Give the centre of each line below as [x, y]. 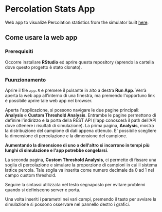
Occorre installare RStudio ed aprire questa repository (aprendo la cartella [80, 62]
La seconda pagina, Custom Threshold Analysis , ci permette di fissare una [81, 160]
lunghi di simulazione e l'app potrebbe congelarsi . [57, 150]
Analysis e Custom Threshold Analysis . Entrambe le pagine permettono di [81, 115]
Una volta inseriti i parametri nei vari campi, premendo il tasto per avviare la [81, 199]
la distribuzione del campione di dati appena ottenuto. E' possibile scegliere [81, 130]
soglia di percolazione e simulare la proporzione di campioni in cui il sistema [81, 165]
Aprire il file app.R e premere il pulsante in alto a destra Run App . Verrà [76, 90]
